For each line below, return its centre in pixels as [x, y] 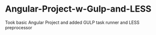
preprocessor [19, 27]
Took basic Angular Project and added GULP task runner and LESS [72, 22]
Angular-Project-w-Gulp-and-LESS [78, 9]
